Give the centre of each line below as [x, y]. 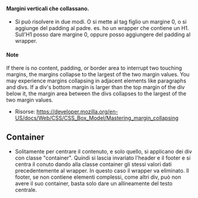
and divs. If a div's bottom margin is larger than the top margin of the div [95, 87]
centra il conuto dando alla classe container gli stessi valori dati [93, 164]
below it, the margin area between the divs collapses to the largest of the [96, 94]
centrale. [26, 190]
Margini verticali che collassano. [48, 8]
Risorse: [25, 112]
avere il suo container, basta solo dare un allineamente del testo [94, 184]
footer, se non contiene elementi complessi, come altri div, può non [98, 177]
